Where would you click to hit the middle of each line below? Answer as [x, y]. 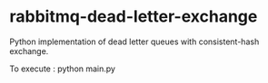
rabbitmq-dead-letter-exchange [134, 17]
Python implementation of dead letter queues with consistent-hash [134, 41]
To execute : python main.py [63, 69]
